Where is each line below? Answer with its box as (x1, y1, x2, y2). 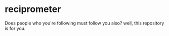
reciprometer (5, 3, 61, 15)
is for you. (5, 25, 26, 31)
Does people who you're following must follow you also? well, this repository (5, 20, 164, 26)
